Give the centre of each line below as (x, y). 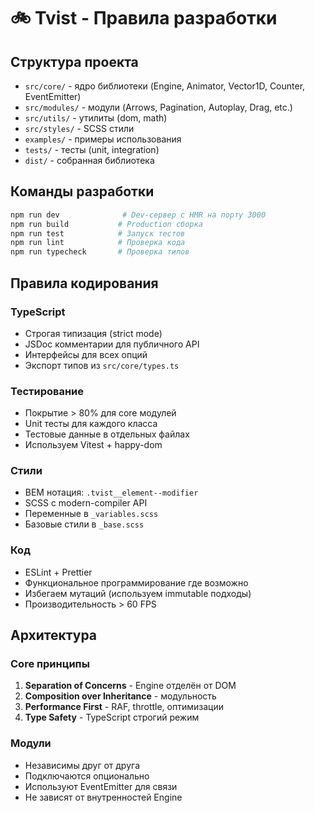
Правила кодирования (84, 283)
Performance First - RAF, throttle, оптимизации (124, 707)
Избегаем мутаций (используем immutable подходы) (138, 593)
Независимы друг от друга (82, 765)
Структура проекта (74, 61)
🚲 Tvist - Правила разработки (144, 18)
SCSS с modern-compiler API (86, 503)
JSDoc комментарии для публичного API (112, 344)
